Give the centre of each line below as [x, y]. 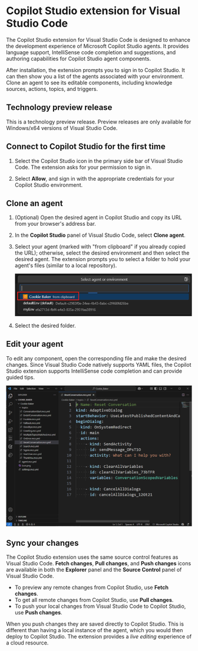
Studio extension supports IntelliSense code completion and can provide [94, 371]
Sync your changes [42, 543]
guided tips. [21, 377]
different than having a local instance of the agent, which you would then [95, 630]
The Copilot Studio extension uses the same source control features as [92, 557]
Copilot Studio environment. [49, 185]
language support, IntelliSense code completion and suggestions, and [91, 52]
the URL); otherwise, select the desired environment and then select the [102, 253]
